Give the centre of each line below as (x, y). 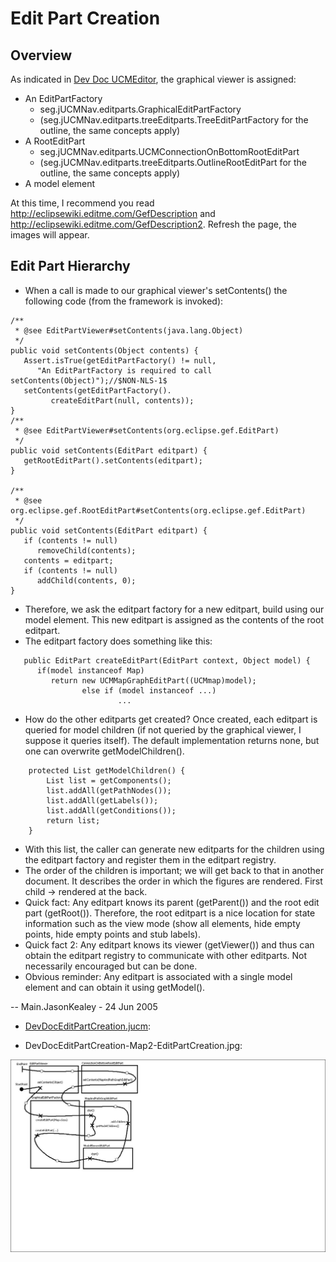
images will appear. (50, 235)
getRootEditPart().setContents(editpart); (113, 460)
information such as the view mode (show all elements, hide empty (162, 923)
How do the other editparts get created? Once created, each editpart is (171, 719)
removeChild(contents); (86, 550)
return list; (73, 820)
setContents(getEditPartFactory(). (97, 390)
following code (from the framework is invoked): (124, 301)
